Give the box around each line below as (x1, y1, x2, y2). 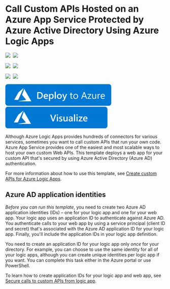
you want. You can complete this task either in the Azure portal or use (5, 257, 151, 263)
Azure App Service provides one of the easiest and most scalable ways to (5, 144, 160, 150)
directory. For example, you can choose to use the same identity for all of (5, 246, 158, 252)
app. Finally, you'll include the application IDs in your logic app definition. (5, 231, 158, 237)
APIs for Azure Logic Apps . (5, 176, 62, 182)
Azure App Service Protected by (5, 14, 144, 25)
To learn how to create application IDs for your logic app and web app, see (5, 272, 161, 278)
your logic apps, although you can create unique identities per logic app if (5, 251, 160, 257)
